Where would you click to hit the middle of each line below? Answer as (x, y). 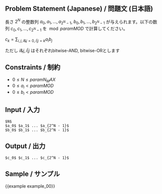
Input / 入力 (23, 110)
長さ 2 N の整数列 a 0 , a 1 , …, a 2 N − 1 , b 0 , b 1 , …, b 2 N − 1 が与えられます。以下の (79, 22)
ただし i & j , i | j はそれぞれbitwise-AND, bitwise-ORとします (63, 50)
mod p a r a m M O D (66, 29)
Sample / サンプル (33, 174)
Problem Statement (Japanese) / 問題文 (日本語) (79, 9)
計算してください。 (108, 29)
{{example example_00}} (30, 186)
